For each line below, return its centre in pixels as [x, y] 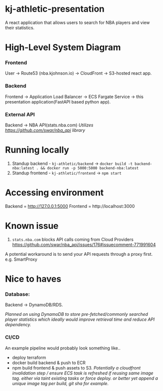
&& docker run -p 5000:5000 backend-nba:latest [90, 168]
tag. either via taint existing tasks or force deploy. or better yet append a [85, 378]
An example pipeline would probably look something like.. [63, 348]
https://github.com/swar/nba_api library [45, 130]
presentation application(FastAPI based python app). [58, 102]
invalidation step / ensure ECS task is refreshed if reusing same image [83, 373]
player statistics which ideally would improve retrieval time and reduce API [80, 319]
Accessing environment [54, 193]
